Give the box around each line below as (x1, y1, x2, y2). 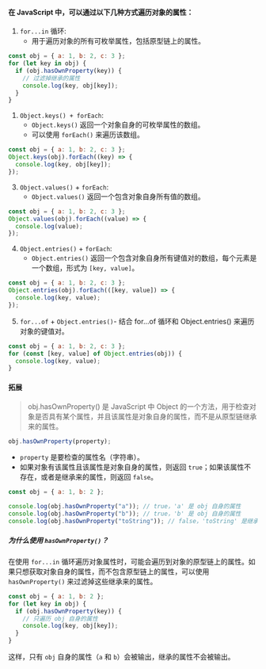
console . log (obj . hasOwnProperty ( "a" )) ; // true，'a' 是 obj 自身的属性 (8, 503, 241, 510)
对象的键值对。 (19, 326, 69, 336)
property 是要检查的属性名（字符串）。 (19, 453, 145, 462)
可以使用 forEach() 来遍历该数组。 (31, 130, 144, 140)
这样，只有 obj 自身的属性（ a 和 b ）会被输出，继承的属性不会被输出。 (8, 652, 235, 661)
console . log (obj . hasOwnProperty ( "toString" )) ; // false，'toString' (8, 518, 238, 526)
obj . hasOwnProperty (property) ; (8, 437, 112, 445)
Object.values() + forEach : (19, 182, 109, 192)
